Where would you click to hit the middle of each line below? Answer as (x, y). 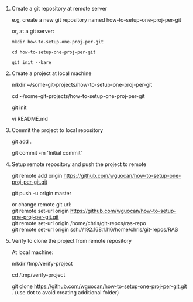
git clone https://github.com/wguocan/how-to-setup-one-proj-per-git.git (99, 286)
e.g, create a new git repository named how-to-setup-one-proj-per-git (96, 20)
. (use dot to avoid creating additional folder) (65, 292)
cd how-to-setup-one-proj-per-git (54, 52)
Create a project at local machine (51, 73)
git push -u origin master (42, 193)
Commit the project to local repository (57, 130)
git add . (22, 141)
